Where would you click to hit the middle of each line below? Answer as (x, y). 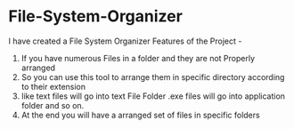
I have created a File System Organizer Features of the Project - (125, 41)
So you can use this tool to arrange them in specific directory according (153, 77)
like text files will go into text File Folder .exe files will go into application (153, 96)
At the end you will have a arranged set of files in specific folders (140, 115)
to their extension (53, 86)
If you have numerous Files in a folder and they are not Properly (138, 58)
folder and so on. (53, 105)
